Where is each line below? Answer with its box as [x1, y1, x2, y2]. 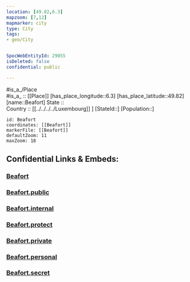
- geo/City [6, 37, 34, 43]
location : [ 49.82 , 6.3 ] [6, 8, 63, 15]
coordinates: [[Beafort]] [6, 121, 71, 128]
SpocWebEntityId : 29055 [6, 53, 66, 59]
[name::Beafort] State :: [6, 99, 64, 106]
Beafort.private [6, 236, 52, 245]
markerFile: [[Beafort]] [6, 127, 69, 133]
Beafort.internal [6, 204, 54, 212]
